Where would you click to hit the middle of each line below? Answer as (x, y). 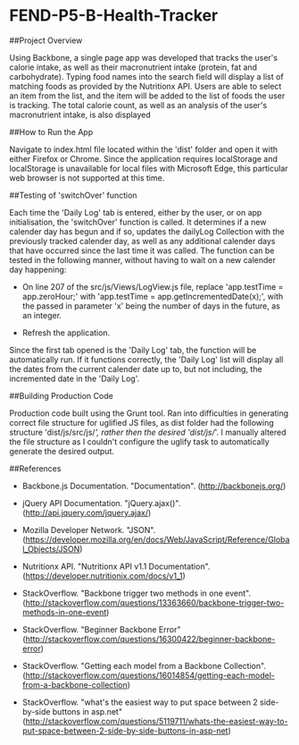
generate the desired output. (62, 451)
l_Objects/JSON (51, 549)
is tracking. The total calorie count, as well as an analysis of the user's (138, 105)
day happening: (38, 269)
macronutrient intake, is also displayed (80, 114)
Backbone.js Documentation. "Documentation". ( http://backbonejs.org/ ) (154, 486)
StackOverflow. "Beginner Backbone (89, 629)
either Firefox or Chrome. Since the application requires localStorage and (144, 158)
